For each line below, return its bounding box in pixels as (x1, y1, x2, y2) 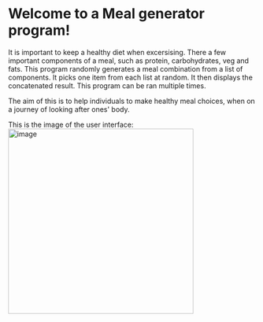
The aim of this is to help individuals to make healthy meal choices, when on (8, 96, 256, 105)
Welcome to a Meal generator (8, 5, 205, 23)
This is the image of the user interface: (8, 120, 134, 129)
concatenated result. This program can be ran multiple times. (8, 80, 206, 91)
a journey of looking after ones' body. (8, 104, 130, 114)
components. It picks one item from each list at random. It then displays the (8, 72, 254, 82)
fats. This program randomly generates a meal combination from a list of (8, 64, 243, 73)
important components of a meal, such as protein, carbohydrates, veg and (8, 56, 250, 65)
